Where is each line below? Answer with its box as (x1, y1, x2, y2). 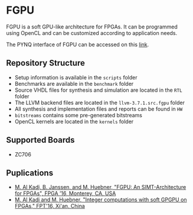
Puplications (6, 168, 54, 178)
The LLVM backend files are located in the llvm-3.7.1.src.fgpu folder (14, 99, 185, 106)
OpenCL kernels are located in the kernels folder (14, 118, 134, 125)
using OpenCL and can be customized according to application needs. (6, 29, 178, 36)
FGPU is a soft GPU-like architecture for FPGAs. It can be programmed (6, 23, 178, 30)
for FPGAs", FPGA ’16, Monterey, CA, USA (14, 190, 116, 197)
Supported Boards (6, 135, 75, 145)
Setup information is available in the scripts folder (14, 73, 138, 81)
